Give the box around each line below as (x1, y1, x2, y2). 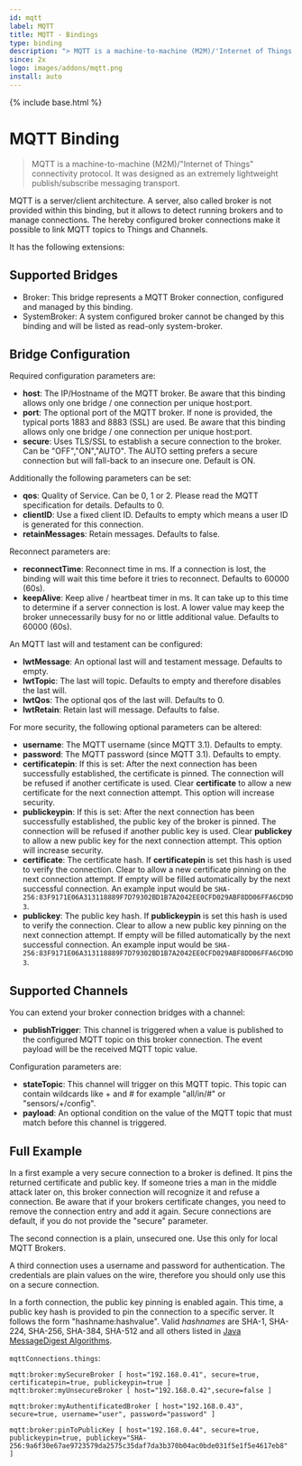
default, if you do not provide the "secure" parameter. (9, 1215, 209, 1226)
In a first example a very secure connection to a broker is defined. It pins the (9, 1167, 293, 1178)
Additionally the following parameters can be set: (9, 473, 192, 484)
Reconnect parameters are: (9, 546, 111, 557)
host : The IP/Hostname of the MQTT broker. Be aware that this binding (22, 388, 286, 399)
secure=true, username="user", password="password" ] (9, 1409, 216, 1419)
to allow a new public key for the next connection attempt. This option (22, 835, 282, 846)
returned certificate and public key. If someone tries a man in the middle (9, 1177, 278, 1188)
